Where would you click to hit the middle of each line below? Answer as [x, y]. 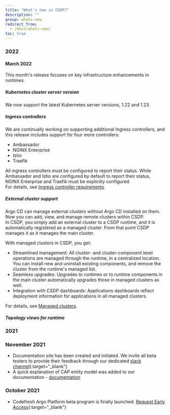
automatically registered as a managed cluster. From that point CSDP [77, 228]
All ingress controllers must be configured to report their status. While [78, 171]
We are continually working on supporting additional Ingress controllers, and [85, 129]
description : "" [22, 15]
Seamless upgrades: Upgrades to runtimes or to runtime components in [88, 274]
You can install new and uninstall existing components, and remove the [87, 264]
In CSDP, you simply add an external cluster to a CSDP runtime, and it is [80, 223]
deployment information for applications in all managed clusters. [80, 296]
